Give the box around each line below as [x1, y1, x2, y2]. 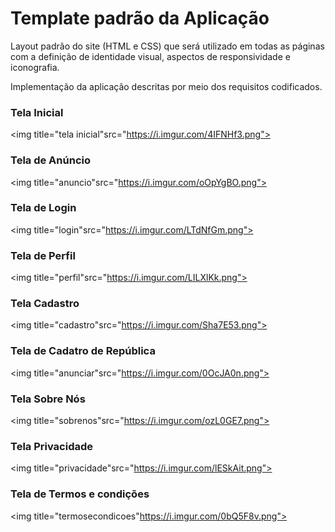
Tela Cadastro [10, 297, 80, 311]
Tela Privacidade [10, 439, 94, 453]
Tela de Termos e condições [10, 487, 150, 501]
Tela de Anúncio [10, 153, 91, 167]
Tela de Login [10, 201, 77, 215]
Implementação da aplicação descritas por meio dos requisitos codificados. [10, 80, 323, 92]
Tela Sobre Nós [10, 392, 86, 406]
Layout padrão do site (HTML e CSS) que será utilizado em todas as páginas [10, 40, 325, 52]
